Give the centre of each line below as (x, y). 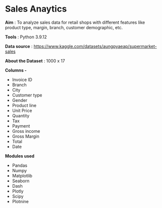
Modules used (20, 156)
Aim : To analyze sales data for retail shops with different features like (75, 22)
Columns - (16, 70)
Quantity (21, 115)
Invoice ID (22, 80)
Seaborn (21, 181)
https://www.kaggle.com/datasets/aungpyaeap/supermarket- (95, 46)
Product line (24, 105)
